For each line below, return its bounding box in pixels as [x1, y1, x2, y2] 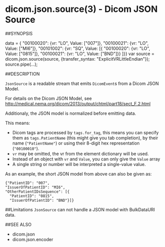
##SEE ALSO [5, 221, 32, 227]
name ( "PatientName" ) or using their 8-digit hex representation [12, 140, 140, 146]
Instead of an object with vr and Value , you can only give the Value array [12, 156, 161, 162]
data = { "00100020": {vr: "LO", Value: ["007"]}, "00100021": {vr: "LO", [5, 40, 149, 46]
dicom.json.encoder [12, 236, 54, 242]
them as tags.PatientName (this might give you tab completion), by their [12, 135, 159, 141]
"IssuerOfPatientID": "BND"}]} [9, 198, 74, 203]
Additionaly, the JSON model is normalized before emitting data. [5, 110, 136, 116]
